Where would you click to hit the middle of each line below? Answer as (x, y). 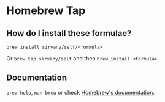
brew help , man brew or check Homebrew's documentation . (81, 92)
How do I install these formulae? (69, 33)
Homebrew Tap (46, 11)
